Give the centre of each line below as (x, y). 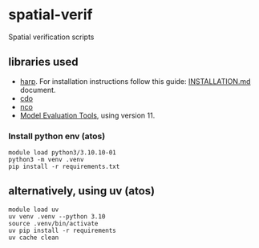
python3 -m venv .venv (46, 160)
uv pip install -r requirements (62, 230)
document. (38, 90)
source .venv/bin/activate (53, 223)
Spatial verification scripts (51, 37)
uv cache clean (34, 238)
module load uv (34, 210)
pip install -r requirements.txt (64, 167)
